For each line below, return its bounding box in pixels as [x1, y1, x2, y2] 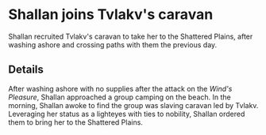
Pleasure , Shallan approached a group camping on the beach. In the [8, 92, 232, 102]
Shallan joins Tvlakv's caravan [8, 6, 214, 24]
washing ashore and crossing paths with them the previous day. [8, 39, 218, 49]
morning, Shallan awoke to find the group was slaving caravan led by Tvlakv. [8, 100, 259, 110]
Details [8, 63, 44, 77]
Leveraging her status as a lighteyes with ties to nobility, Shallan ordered [8, 109, 245, 118]
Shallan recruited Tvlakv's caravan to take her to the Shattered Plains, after [8, 32, 253, 41]
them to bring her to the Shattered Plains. [8, 117, 143, 127]
